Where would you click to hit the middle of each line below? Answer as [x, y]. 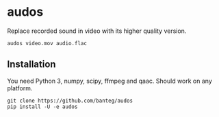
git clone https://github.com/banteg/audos [70, 101]
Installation [31, 65]
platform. [20, 88]
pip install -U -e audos [42, 107]
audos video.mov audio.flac [47, 43]
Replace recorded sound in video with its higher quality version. [97, 31]
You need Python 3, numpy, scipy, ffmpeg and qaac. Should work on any [109, 81]
